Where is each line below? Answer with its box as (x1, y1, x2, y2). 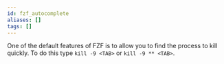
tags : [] (7, 23, 32, 30)
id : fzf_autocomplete (7, 10, 69, 17)
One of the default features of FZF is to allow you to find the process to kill (7, 42, 218, 50)
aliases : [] (7, 17, 41, 23)
